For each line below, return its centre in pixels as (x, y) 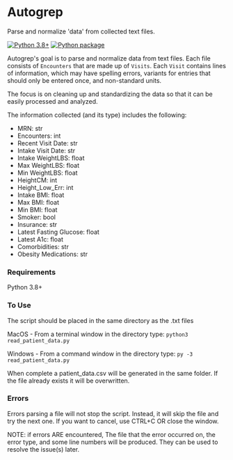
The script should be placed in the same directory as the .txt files (101, 320)
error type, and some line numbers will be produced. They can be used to (113, 442)
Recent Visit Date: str (47, 143)
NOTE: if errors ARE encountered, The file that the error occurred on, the (111, 434)
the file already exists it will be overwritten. (69, 381)
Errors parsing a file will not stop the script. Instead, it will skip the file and (113, 413)
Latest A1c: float (40, 239)
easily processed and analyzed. (53, 101)
